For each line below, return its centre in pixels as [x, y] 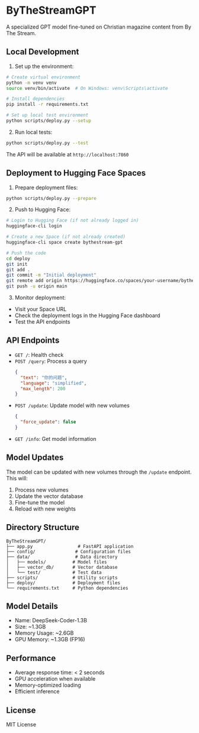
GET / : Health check [39, 355]
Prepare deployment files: [46, 187]
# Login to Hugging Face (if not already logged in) [73, 221]
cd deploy [18, 259]
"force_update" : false [48, 422]
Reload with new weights [45, 509]
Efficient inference [37, 691]
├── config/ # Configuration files [69, 552]
